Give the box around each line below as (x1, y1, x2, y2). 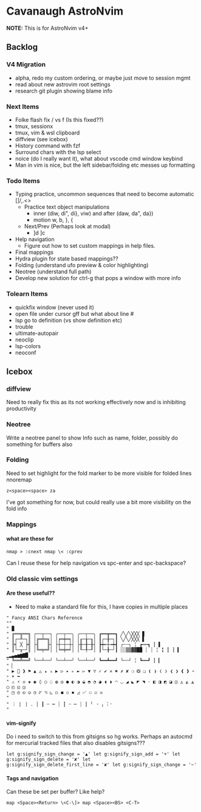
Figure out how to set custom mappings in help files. (24, 242, 156, 250)
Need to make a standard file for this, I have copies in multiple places (15, 603, 188, 611)
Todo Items (6, 177, 41, 185)
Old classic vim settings (6, 574, 78, 583)
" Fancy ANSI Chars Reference (6, 615, 83, 621)
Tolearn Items (6, 290, 48, 298)
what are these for (6, 535, 53, 542)
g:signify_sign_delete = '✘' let (6, 757, 91, 763)
